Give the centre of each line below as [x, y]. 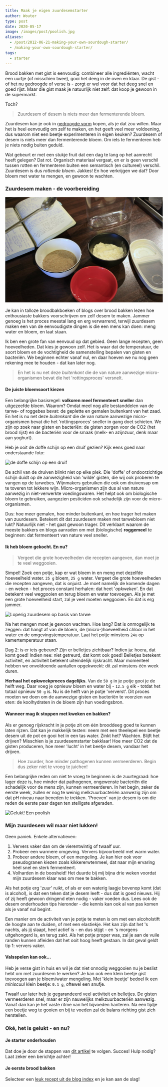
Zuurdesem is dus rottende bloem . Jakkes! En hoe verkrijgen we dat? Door [82, 170]
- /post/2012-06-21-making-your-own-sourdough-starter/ [69, 43]
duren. [12, 671]
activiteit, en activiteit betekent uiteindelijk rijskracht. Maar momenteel [77, 661]
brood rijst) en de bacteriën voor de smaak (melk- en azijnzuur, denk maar [82, 432]
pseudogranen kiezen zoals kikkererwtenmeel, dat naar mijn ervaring [83, 862]
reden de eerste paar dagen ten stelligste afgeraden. [59, 803]
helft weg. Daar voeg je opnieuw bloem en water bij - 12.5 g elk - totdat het [83, 686]
